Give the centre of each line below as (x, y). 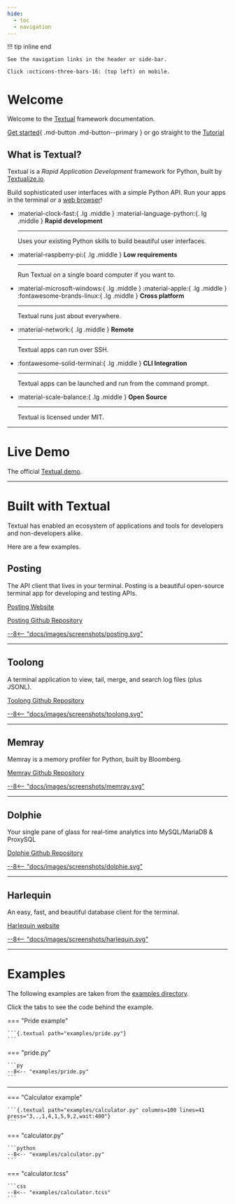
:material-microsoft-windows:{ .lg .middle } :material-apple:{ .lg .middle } (122, 289)
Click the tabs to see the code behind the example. (80, 1007)
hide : (15, 14)
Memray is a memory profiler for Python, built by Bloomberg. (95, 759)
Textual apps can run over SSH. (63, 350)
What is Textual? (44, 155)
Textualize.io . (26, 179)
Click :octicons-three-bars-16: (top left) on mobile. (89, 72)
